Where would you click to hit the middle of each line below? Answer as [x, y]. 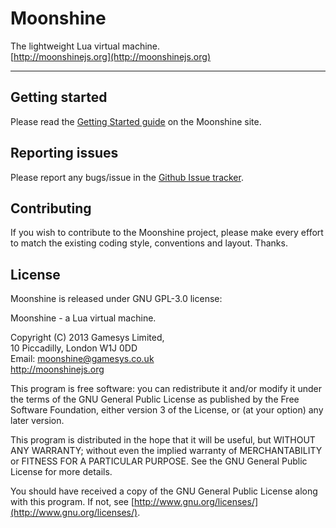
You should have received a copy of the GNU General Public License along [164, 491]
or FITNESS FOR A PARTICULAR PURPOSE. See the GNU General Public [159, 461]
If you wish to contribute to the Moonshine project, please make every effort [167, 233]
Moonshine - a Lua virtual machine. [83, 318]
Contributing [51, 208]
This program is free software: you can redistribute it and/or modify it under [166, 389]
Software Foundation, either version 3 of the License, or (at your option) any [167, 410]
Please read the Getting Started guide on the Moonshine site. [136, 121]
